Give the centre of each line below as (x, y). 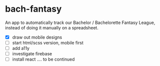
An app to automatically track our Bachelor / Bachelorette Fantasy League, (80, 22)
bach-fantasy (34, 9)
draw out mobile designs (37, 37)
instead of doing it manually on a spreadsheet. (52, 27)
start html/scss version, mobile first (48, 43)
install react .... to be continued (43, 59)
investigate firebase (32, 54)
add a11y (21, 48)
